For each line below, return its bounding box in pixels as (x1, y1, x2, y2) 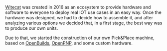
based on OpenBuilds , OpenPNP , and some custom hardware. (5, 40, 133, 46)
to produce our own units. (5, 25, 58, 31)
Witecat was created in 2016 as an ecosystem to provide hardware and (5, 4, 151, 10)
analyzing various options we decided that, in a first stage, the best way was (5, 20, 163, 26)
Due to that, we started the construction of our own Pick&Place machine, (5, 35, 155, 41)
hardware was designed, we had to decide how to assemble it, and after (5, 15, 154, 20)
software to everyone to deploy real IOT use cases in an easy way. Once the (5, 9, 162, 15)
